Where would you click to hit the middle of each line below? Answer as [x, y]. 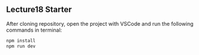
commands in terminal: [34, 30]
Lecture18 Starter [39, 10]
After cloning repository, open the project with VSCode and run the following [100, 23]
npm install [21, 40]
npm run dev [21, 46]
